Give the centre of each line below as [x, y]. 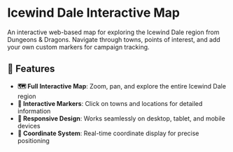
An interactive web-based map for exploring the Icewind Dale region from [113, 32]
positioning [34, 140]
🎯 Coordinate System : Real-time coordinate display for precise [108, 133]
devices [29, 126]
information [34, 111]
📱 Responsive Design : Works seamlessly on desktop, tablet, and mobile [121, 118]
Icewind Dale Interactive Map [94, 13]
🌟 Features [31, 69]
